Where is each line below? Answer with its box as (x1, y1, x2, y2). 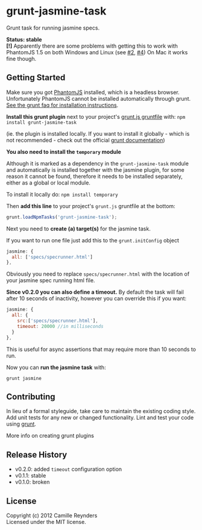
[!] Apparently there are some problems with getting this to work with (6, 42, 178, 49)
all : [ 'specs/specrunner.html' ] (11, 254, 93, 260)
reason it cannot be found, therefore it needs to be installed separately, (6, 172, 183, 180)
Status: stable (6, 36, 42, 43)
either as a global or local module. (6, 179, 90, 186)
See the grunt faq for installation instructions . (6, 101, 119, 109)
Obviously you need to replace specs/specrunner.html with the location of (6, 270, 190, 278)
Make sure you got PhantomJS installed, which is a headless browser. (6, 89, 180, 96)
